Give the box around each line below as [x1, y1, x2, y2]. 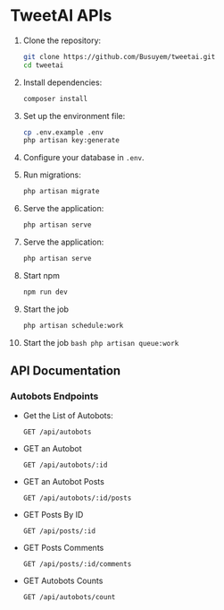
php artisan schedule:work [22, 321, 124, 330]
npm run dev [22, 288, 68, 296]
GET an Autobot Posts [22, 477, 105, 487]
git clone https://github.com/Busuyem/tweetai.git [22, 52, 216, 61]
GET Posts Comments [22, 543, 104, 554]
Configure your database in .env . [22, 152, 145, 163]
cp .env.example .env [22, 127, 104, 137]
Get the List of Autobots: [22, 410, 114, 421]
